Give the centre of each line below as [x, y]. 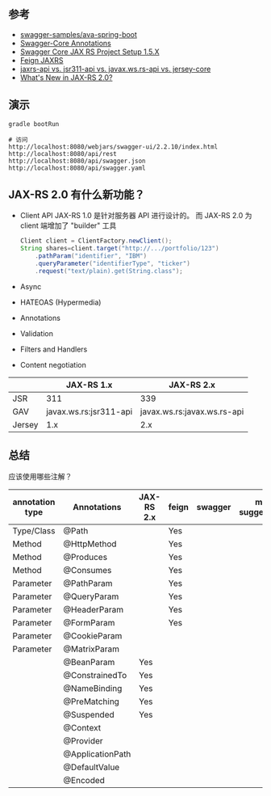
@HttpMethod [90, 544]
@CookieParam [93, 635]
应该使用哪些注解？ [40, 476]
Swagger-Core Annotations [65, 43]
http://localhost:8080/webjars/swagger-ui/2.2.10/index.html [113, 147]
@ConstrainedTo [95, 675]
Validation [37, 333]
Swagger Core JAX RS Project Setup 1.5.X [90, 52]
